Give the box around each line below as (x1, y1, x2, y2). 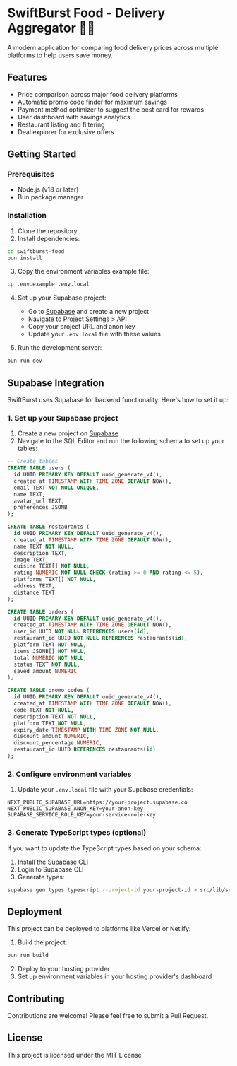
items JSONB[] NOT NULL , (13, 648, 87, 655)
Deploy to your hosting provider (17, 965, 111, 973)
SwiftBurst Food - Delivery (7, 5, 166, 21)
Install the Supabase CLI (17, 857, 89, 866)
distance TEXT (13, 589, 55, 596)
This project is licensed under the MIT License (7, 1050, 142, 1059)
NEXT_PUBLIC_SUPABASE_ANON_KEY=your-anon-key (7, 805, 143, 812)
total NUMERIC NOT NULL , (13, 654, 87, 662)
